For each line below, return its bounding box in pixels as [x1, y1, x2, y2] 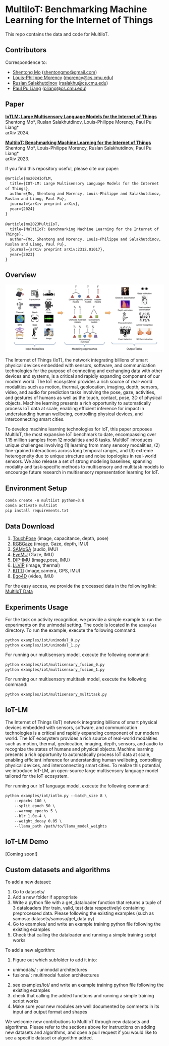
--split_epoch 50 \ [14, 803, 55, 808]
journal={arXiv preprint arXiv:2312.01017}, [10, 247, 105, 252]
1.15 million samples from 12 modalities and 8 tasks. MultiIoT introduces [5, 437, 153, 443]
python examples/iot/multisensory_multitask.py [5, 692, 107, 697]
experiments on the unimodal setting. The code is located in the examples [5, 622, 157, 628]
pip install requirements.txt [5, 508, 69, 513]
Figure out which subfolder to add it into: [12, 957, 97, 963]
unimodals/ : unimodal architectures [12, 967, 87, 973]
